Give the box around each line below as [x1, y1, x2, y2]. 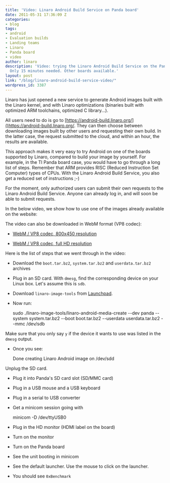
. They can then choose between [74, 122, 143, 128]
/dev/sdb [26, 321, 45, 327]
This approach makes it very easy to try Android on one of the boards [5, 148, 151, 154]
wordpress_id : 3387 [5, 82, 47, 87]
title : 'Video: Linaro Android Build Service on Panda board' [5, 7, 139, 13]
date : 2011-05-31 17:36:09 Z [5, 12, 67, 17]
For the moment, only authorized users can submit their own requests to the [5, 185, 164, 191]
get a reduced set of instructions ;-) [5, 175, 80, 181]
